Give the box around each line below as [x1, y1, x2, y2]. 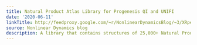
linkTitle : [6, 19, 33, 25]
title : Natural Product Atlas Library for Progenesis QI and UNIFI [6, 8, 175, 15]
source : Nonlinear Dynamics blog [6, 25, 88, 31]
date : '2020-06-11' [6, 14, 54, 20]
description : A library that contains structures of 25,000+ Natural [6, 30, 180, 36]
